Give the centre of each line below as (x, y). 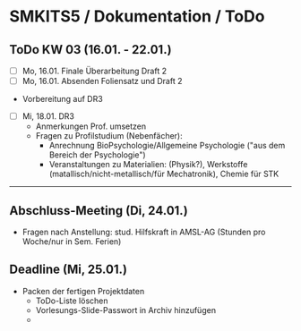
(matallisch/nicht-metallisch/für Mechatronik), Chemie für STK (164, 174)
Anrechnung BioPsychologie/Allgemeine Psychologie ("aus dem (167, 146)
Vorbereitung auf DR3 (62, 99)
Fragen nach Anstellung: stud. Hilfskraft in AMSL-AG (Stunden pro (144, 232)
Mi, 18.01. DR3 (48, 116)
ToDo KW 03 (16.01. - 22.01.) (90, 50)
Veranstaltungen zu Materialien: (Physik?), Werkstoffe (148, 165)
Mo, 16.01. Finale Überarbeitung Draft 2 (95, 71)
